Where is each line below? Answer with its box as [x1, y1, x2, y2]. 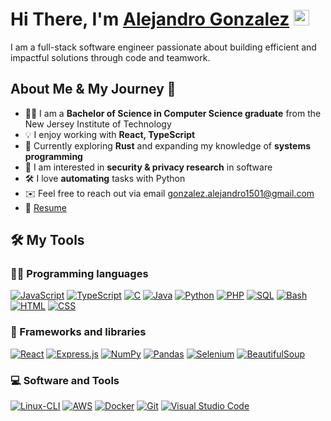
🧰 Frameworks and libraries [10, 325, 147, 339]
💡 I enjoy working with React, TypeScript [24, 128, 196, 140]
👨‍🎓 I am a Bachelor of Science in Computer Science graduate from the [24, 107, 322, 119]
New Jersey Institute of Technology [24, 118, 172, 130]
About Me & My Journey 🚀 [10, 81, 177, 98]
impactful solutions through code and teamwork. [10, 51, 211, 63]
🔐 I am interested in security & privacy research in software [24, 161, 273, 173]
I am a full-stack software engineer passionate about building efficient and [10, 41, 317, 53]
